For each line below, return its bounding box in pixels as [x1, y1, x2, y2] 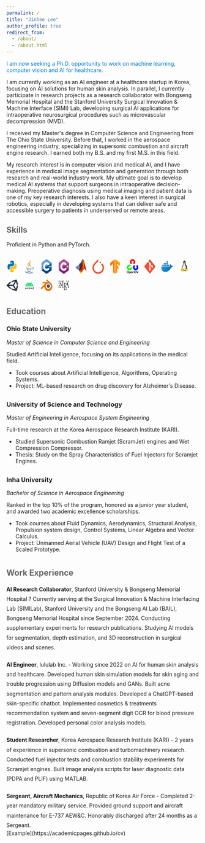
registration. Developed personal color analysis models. [6, 719, 147, 726]
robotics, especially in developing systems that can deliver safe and [6, 200, 177, 207]
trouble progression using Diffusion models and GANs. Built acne [6, 680, 170, 688]
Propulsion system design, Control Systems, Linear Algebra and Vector [15, 526, 195, 534]
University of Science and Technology [6, 400, 122, 409]
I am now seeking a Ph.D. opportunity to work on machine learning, [6, 60, 176, 67]
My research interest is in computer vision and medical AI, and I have [6, 161, 181, 168]
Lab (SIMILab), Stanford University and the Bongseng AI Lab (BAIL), [6, 605, 177, 613]
